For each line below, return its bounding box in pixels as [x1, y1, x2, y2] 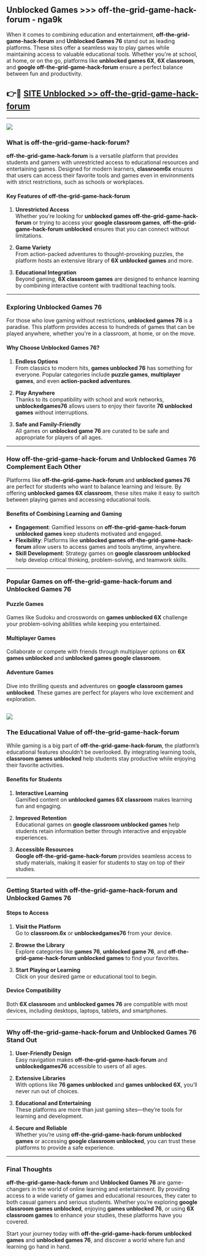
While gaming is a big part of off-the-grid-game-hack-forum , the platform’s [6, 742, 200, 750]
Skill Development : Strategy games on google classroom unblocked [15, 549, 191, 557]
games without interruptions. [15, 408, 89, 416]
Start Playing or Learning [15, 966, 81, 974]
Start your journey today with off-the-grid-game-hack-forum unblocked [6, 1230, 192, 1238]
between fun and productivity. [6, 70, 83, 77]
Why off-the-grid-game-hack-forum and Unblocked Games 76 [6, 1028, 197, 1036]
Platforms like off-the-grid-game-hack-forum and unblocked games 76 [6, 476, 191, 484]
